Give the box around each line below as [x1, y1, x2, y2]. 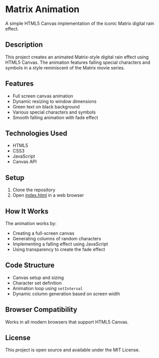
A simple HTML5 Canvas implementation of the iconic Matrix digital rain [5, 20, 154, 26]
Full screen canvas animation [12, 93, 73, 99]
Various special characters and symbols [12, 109, 96, 115]
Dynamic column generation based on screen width [12, 291, 120, 297]
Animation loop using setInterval [12, 285, 83, 291]
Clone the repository [12, 187, 56, 193]
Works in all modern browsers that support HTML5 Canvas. [5, 318, 129, 325]
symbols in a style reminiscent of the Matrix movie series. [5, 64, 125, 70]
